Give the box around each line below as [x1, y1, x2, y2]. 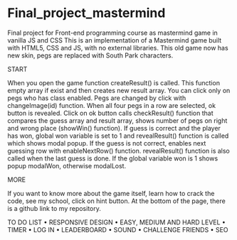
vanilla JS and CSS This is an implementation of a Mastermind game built [7, 36, 222, 44]
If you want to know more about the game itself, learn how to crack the [7, 189, 215, 197]
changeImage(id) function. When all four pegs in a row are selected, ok [7, 101, 216, 109]
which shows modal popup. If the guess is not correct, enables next [7, 138, 206, 147]
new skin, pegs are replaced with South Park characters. [7, 51, 174, 60]
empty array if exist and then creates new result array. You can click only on [7, 86, 231, 94]
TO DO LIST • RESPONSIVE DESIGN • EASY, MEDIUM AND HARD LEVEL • [7, 218, 226, 227]
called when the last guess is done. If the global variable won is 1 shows [7, 154, 218, 163]
